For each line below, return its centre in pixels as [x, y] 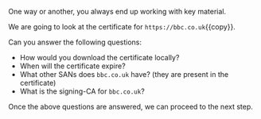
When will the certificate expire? [72, 66]
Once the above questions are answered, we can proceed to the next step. [130, 107]
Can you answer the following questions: [75, 42]
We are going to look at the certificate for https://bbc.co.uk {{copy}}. [122, 27]
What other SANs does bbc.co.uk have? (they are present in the [124, 74]
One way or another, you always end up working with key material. [117, 12]
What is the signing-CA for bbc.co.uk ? [82, 91]
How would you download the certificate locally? [99, 58]
